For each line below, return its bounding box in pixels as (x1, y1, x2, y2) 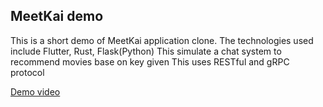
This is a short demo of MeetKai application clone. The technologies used (10, 34, 314, 46)
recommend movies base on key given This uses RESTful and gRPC (10, 55, 290, 68)
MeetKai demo (10, 8, 104, 25)
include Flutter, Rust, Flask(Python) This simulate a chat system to (10, 45, 282, 57)
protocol (10, 66, 45, 78)
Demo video (10, 85, 61, 98)
